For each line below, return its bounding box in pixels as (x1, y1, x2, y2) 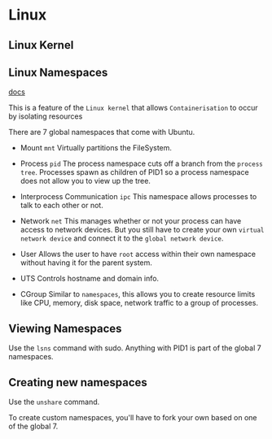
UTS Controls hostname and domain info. (20, 274, 160, 284)
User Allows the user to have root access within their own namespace (20, 250, 257, 259)
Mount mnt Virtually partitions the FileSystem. (20, 143, 173, 153)
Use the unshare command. (8, 397, 100, 407)
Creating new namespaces (8, 376, 148, 389)
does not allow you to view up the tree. (20, 176, 151, 186)
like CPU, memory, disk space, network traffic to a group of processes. (20, 298, 259, 308)
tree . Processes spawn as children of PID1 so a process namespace (20, 167, 250, 177)
